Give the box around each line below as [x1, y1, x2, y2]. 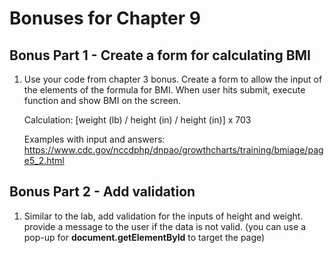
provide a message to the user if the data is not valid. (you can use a [23, 220, 307, 232]
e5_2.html [23, 155, 65, 166]
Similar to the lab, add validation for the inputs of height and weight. [23, 210, 304, 222]
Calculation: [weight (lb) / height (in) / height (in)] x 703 [23, 114, 252, 126]
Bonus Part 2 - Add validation [9, 183, 196, 201]
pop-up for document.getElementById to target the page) [23, 231, 266, 243]
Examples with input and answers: [23, 133, 166, 145]
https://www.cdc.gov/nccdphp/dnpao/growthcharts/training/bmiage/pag [23, 144, 324, 156]
